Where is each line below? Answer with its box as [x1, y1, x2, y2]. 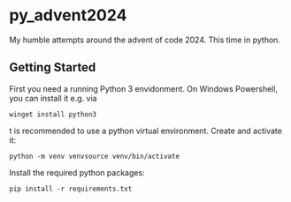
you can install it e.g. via [9, 93, 97, 103]
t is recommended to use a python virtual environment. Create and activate [9, 125, 283, 136]
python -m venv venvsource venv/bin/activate [9, 152, 180, 161]
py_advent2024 [9, 5, 127, 26]
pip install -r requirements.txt [9, 184, 133, 193]
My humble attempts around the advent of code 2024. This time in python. [9, 34, 281, 45]
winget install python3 [9, 109, 97, 119]
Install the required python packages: [9, 167, 145, 177]
